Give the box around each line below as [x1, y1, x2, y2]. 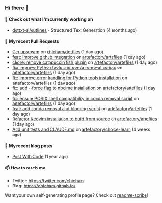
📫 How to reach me [5, 165, 46, 171]
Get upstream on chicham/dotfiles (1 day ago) [12, 49, 104, 55]
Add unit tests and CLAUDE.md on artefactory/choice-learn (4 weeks [12, 126, 151, 133]
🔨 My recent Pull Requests [5, 38, 59, 44]
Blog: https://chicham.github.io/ [12, 183, 76, 188]
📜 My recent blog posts [5, 143, 53, 149]
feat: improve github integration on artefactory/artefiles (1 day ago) [12, 54, 146, 60]
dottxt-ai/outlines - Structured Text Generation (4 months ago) [12, 27, 137, 33]
